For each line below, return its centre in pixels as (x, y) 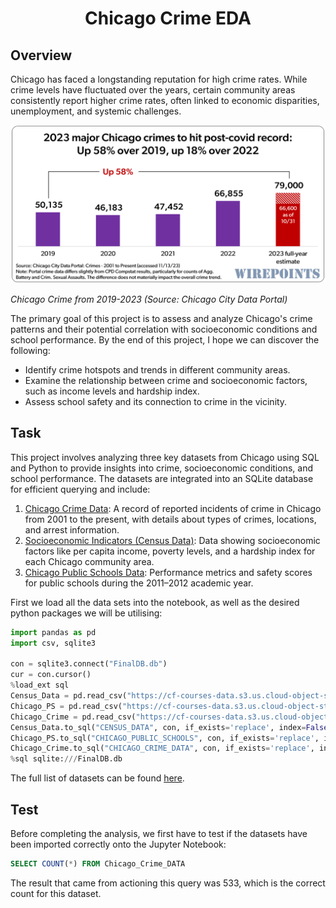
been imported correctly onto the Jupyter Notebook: (118, 844)
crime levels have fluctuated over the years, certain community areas (153, 90)
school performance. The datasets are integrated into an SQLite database (162, 478)
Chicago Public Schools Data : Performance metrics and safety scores (168, 572)
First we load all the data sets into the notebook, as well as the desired (155, 602)
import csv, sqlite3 (53, 643)
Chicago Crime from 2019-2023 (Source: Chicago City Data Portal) (149, 299)
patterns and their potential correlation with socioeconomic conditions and (164, 329)
